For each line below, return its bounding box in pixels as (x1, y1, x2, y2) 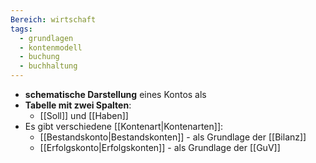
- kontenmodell (19, 42, 83, 53)
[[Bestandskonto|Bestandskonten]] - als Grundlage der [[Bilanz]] (39, 131, 307, 143)
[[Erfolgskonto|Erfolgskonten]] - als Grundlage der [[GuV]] (39, 142, 281, 153)
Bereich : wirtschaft (10, 14, 97, 25)
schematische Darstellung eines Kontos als (24, 89, 207, 100)
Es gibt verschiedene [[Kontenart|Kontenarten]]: (24, 121, 224, 132)
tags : (10, 24, 33, 34)
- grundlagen (19, 33, 74, 43)
